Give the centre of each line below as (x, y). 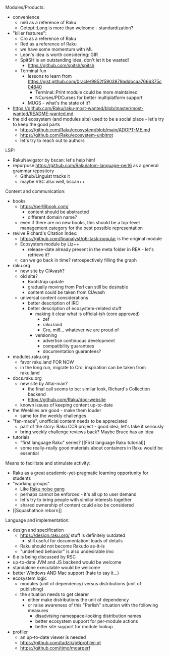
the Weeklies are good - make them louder (57, 410)
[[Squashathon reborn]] (37, 510)
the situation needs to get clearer (54, 594)
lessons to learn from (50, 76)
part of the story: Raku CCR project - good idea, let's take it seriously (92, 426)
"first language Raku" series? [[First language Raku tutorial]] (82, 442)
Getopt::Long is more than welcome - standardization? (77, 28)
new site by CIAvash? (42, 271)
